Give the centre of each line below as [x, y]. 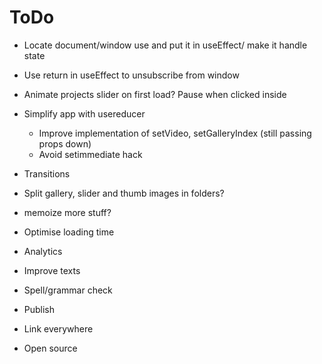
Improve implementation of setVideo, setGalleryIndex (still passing [175, 133]
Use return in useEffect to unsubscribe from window [131, 75]
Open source [50, 348]
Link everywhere [58, 328]
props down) [65, 143]
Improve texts [52, 270]
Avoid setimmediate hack [90, 154]
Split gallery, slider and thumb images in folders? [124, 193]
